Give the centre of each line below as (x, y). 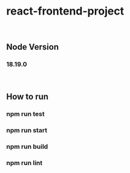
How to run (28, 97)
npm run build (27, 146)
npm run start (27, 130)
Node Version (33, 47)
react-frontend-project (65, 11)
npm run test (25, 114)
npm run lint (24, 163)
